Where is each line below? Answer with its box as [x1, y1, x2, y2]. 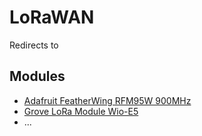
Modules [9, 68, 66, 85]
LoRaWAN [9, 6, 95, 29]
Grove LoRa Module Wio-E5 [23, 105, 139, 117]
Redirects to [9, 39, 59, 51]
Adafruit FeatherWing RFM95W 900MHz [23, 94, 192, 106]
